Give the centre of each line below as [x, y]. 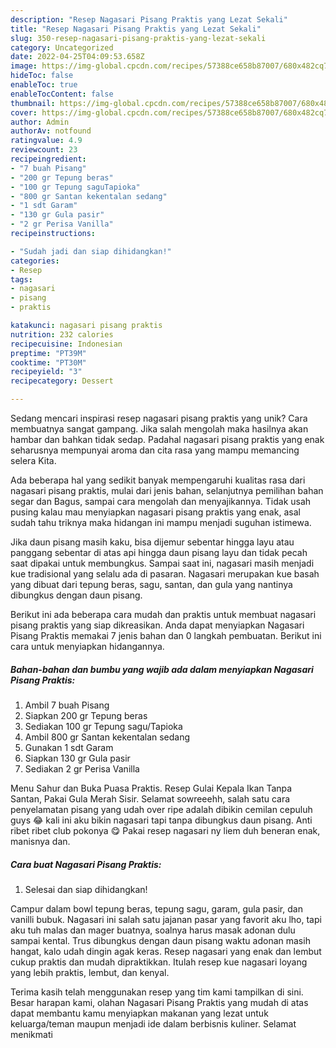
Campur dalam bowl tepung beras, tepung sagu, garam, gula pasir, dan [156, 908]
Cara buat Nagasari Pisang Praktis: [86, 864]
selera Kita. [33, 460]
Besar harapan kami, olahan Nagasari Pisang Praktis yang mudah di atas [159, 1002]
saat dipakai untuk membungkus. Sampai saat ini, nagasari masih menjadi [162, 563]
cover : [24, 112]
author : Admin [40, 122]
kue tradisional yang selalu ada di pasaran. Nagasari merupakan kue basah [165, 574]
